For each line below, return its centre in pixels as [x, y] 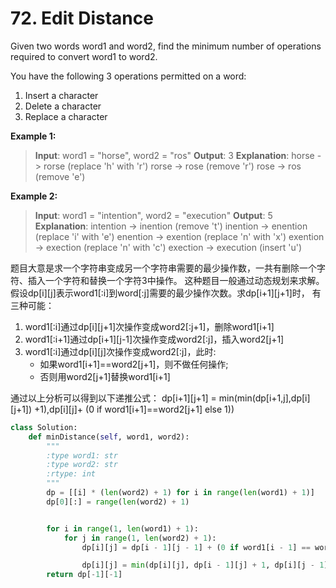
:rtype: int [71, 474]
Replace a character [66, 116]
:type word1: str [82, 455]
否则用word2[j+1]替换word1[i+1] [105, 376]
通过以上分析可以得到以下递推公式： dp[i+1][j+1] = [113, 398]
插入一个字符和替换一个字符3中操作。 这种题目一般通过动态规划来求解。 [176, 280]
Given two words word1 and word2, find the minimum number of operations [166, 46]
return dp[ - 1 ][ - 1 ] [84, 575]
